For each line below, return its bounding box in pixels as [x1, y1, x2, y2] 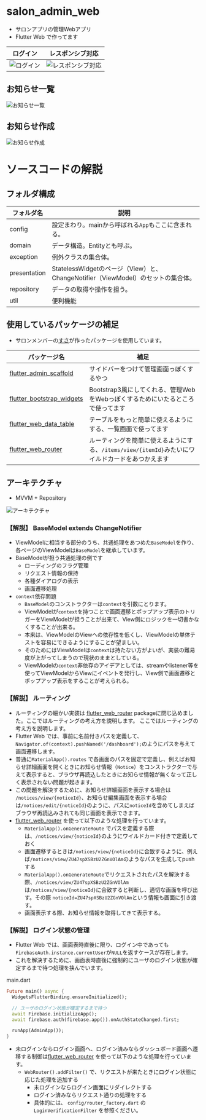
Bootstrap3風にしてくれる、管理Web [89, 385, 196, 394]
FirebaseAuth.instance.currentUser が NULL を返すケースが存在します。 [15, 948, 192, 956]
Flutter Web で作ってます [15, 33, 78, 41]
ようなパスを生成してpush [128, 855, 195, 862]
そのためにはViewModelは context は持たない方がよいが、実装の [24, 647, 185, 654]
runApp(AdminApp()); [12, 1028, 64, 1034]
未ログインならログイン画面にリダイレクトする [33, 1084, 152, 1091]
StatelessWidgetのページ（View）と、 [51, 264, 162, 273]
